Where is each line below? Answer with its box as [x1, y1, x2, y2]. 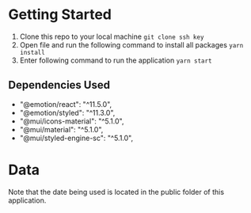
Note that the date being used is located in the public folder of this [8, 187, 224, 196]
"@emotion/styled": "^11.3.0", [19, 108, 116, 117]
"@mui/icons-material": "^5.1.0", [19, 116, 124, 126]
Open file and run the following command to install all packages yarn [19, 40, 244, 49]
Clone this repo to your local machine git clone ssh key [19, 32, 204, 41]
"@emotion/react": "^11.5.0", [19, 99, 112, 108]
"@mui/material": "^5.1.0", [19, 124, 104, 134]
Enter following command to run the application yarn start [19, 55, 212, 65]
